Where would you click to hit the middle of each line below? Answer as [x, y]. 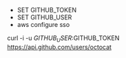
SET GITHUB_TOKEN [47, 10]
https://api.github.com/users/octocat [60, 47]
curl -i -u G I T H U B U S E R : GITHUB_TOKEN [63, 39]
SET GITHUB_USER [44, 17]
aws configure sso [43, 25]
